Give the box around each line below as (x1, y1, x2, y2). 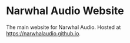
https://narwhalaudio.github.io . (6, 29, 81, 37)
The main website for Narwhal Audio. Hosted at (6, 24, 121, 31)
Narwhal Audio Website (6, 4, 125, 18)
